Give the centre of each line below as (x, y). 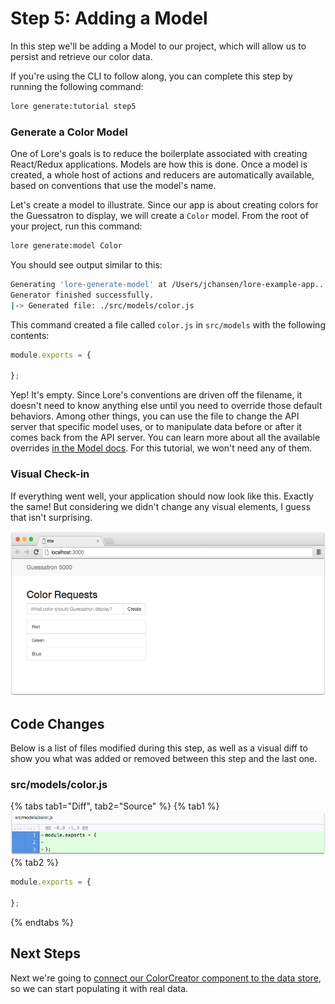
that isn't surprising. (51, 517)
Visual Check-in (50, 474)
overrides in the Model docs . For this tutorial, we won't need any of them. (161, 448)
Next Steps (45, 953)
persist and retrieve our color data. (81, 56)
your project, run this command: (76, 226)
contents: (30, 335)
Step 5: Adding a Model (109, 18)
